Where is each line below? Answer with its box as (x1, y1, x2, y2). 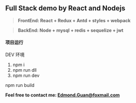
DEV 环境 (5, 51, 25, 58)
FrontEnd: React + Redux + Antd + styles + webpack (17, 17, 131, 23)
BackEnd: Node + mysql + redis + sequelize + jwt (17, 27, 124, 33)
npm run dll (12, 67, 37, 73)
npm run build (5, 82, 35, 88)
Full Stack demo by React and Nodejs (5, 4, 126, 13)
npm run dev (12, 73, 40, 79)
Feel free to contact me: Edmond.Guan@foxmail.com (5, 92, 120, 98)
